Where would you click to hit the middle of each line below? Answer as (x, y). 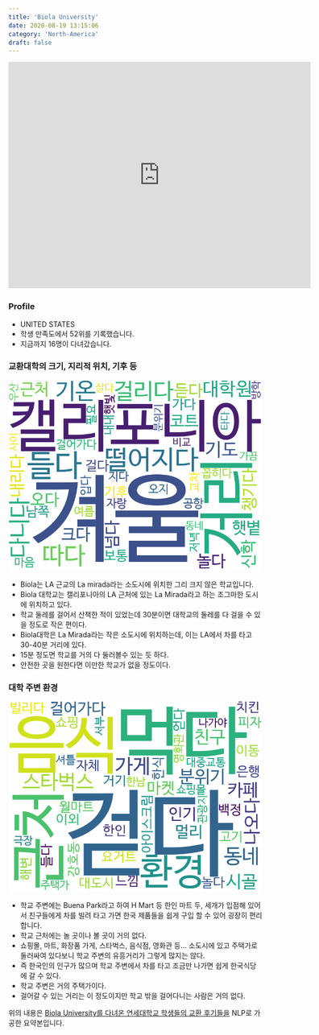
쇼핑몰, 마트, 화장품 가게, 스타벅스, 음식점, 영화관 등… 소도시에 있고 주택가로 (139, 946)
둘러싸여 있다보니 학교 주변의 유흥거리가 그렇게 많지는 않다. (112, 956)
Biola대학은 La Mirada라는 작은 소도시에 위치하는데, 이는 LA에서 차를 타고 (136, 634)
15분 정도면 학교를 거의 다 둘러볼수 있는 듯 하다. (94, 654)
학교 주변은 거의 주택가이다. (63, 986)
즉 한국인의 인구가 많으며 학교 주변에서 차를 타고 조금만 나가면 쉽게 (124, 966)
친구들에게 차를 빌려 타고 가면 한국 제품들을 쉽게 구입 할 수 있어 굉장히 (138, 915)
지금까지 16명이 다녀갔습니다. (66, 344)
